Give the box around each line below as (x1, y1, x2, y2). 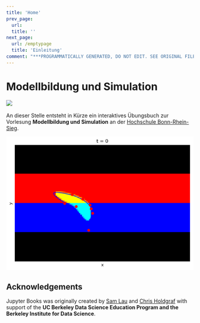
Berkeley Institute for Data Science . (6, 310, 96, 318)
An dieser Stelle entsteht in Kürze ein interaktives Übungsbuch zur (6, 112, 169, 119)
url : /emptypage (11, 41, 52, 47)
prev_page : (6, 15, 33, 22)
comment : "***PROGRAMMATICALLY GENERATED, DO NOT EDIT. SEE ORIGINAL (6, 54, 183, 59)
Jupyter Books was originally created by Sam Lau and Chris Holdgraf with (6, 297, 187, 305)
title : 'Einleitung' (11, 48, 62, 54)
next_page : (6, 35, 33, 41)
